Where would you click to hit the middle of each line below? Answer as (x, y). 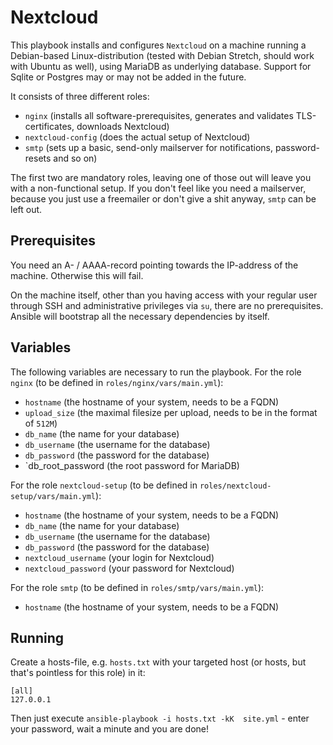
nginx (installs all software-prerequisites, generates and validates (159, 115)
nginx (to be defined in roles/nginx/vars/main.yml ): (117, 382)
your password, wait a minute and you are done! (110, 729)
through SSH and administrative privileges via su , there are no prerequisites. (167, 305)
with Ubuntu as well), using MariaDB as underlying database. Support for (161, 66)
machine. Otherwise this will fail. (77, 275)
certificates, (49, 126)
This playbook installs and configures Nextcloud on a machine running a (158, 45)
